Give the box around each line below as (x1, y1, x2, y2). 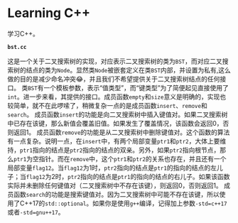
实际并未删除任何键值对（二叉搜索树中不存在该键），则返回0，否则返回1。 (7, 181, 222, 190)
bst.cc (7, 43, 27, 50)
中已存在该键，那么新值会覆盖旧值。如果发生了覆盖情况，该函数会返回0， (7, 119, 223, 127)
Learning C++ (7, 5, 91, 21)
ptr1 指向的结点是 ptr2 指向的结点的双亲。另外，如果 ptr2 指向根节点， (20, 146, 220, 154)
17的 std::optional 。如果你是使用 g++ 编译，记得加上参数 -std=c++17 (32, 199, 227, 207)
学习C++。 (7, 29, 39, 38)
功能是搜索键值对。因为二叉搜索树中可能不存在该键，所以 (50, 190, 220, 198)
